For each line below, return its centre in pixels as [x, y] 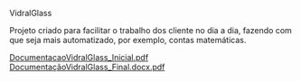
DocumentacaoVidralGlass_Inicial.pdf [79, 57]
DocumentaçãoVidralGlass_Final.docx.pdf [87, 67]
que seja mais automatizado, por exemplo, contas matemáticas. [128, 40]
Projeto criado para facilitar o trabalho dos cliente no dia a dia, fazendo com [150, 30]
